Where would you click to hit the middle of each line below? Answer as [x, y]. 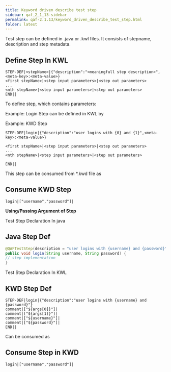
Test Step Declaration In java [35, 220]
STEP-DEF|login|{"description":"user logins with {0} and [68, 133]
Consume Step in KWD [42, 353]
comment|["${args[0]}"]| [32, 309]
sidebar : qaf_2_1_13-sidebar [36, 15]
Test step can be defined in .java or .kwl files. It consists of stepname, [78, 39]
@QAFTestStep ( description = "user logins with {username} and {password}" [86, 249]
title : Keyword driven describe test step [51, 10]
